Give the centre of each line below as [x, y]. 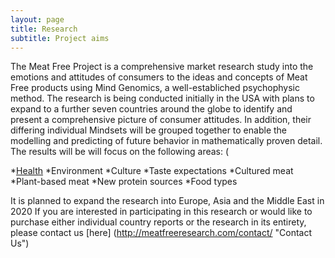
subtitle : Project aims [60, 38]
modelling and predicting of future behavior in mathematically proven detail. [166, 141]
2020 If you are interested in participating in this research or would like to [161, 212]
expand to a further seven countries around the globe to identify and [151, 109]
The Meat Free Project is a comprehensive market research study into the [162, 67]
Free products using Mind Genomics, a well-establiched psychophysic [155, 88]
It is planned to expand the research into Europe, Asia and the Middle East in [167, 201]
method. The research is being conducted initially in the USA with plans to [162, 98]
